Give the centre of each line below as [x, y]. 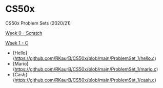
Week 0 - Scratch [24, 33]
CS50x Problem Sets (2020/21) [38, 23]
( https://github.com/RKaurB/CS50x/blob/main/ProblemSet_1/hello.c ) [84, 58]
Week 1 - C [17, 43]
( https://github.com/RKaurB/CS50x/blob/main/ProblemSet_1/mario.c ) [85, 69]
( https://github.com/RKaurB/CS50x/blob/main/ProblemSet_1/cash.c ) [84, 80]
